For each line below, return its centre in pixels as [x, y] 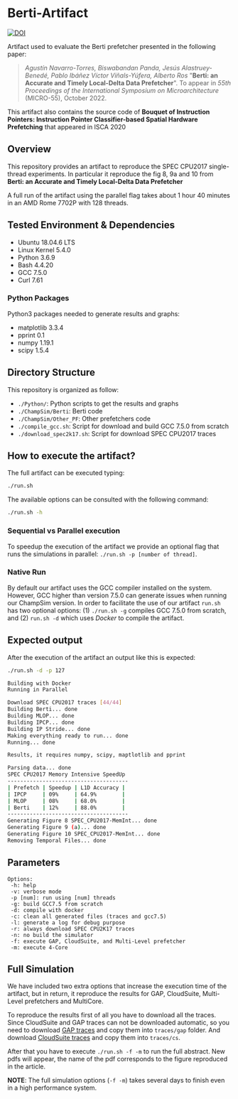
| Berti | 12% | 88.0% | [66, 808]
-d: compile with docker [47, 910]
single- [219, 166]
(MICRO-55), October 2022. [66, 98]
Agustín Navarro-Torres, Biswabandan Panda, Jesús [102, 67]
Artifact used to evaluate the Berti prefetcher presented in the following [112, 46]
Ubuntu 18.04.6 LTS [47, 242]
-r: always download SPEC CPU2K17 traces [72, 929]
